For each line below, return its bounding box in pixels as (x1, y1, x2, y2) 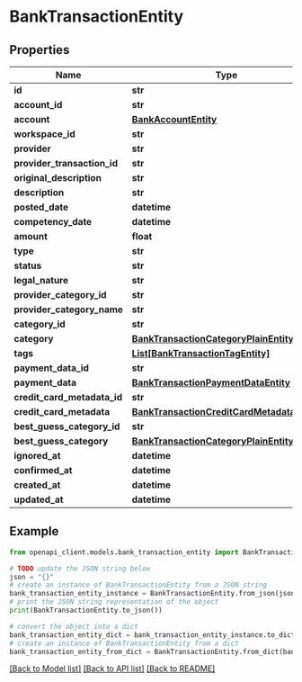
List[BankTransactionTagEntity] (131, 347, 271, 359)
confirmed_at (13, 464, 73, 476)
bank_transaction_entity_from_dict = (9, 647, 151, 656)
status (13, 259, 42, 272)
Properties (9, 42, 70, 58)
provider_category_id (13, 289, 107, 301)
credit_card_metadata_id (13, 391, 123, 403)
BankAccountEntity (131, 113, 218, 125)
